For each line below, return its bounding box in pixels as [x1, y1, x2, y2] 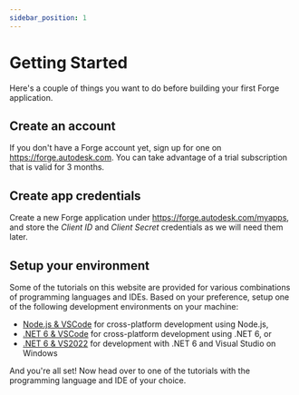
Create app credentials [9, 188, 141, 203]
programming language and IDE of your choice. [9, 375, 187, 386]
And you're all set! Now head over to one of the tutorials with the [9, 365, 251, 376]
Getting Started [9, 52, 129, 73]
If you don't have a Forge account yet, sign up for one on [9, 143, 222, 153]
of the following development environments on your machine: [9, 301, 238, 311]
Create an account [9, 118, 116, 133]
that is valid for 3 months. [9, 162, 105, 173]
